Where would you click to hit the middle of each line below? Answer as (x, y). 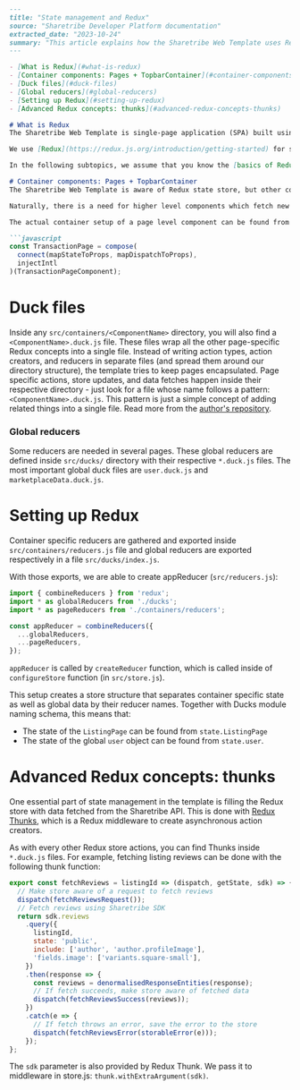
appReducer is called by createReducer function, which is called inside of (141, 668)
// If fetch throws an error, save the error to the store (145, 1024)
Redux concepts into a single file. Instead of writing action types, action (141, 351)
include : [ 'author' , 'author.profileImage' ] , (119, 949)
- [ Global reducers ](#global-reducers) (83, 92)
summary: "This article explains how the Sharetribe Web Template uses (145, 43)
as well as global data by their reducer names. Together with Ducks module (148, 704)
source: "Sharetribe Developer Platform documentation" (115, 26)
